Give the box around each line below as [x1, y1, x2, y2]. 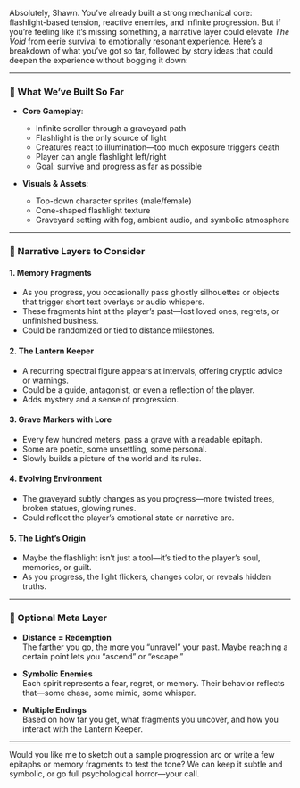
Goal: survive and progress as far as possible [35, 161, 203, 172]
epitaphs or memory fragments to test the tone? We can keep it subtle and [9, 759, 283, 769]
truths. [21, 581, 47, 592]
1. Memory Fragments [9, 267, 92, 278]
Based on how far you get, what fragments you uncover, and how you [21, 714, 279, 725]
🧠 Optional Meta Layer [9, 611, 107, 624]
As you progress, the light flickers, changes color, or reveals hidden [21, 571, 271, 583]
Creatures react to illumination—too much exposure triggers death [35, 142, 279, 153]
